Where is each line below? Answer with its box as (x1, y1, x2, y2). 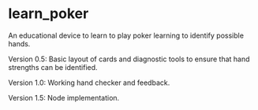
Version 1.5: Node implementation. (8, 93, 120, 102)
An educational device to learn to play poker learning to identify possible (8, 31, 245, 40)
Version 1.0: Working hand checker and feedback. (8, 78, 170, 87)
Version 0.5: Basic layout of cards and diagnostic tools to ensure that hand (8, 54, 250, 64)
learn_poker (8, 5, 89, 23)
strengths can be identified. (8, 62, 98, 71)
